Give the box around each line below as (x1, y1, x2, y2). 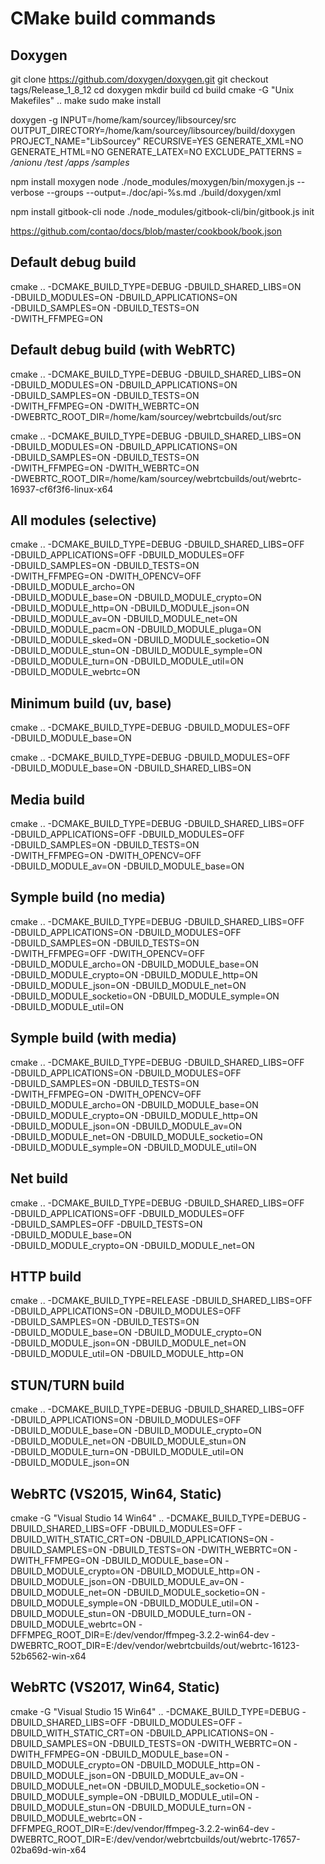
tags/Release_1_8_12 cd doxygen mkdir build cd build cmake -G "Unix (10, 84, 295, 96)
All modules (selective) (10, 512, 157, 529)
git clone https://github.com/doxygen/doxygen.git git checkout (10, 73, 269, 85)
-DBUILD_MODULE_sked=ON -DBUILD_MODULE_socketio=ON (10, 634, 270, 646)
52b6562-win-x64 (10, 1650, 87, 1662)
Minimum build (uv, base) (10, 695, 172, 712)
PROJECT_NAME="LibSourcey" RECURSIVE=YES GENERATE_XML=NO (10, 135, 304, 147)
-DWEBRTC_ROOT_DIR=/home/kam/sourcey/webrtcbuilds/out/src (10, 410, 282, 422)
